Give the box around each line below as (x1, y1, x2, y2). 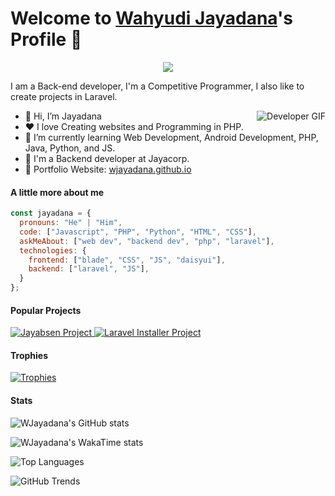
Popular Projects (10, 304, 82, 316)
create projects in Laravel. (10, 90, 118, 102)
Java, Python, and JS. (24, 142, 116, 154)
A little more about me (10, 186, 105, 198)
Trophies (10, 349, 49, 361)
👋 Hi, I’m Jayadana (24, 110, 102, 122)
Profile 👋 (10, 28, 83, 51)
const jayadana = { (10, 208, 92, 219)
